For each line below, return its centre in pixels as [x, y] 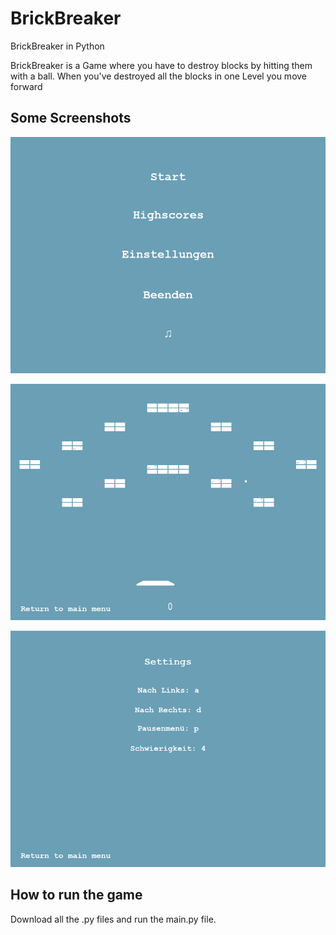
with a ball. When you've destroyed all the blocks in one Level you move [159, 76]
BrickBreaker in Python [57, 46]
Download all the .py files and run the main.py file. [113, 919]
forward [26, 86]
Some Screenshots [71, 118]
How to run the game [76, 895]
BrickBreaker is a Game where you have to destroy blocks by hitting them [161, 65]
